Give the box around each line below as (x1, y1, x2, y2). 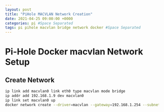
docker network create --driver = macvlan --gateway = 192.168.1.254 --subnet (5, 102, 161, 107)
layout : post (5, 7, 32, 12)
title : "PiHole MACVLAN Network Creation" (5, 12, 93, 17)
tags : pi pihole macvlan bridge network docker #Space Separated (5, 25, 141, 30)
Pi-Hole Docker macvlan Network (5, 46, 143, 57)
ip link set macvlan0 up (5, 98, 56, 103)
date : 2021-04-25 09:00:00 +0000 (5, 16, 73, 21)
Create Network (5, 76, 55, 84)
